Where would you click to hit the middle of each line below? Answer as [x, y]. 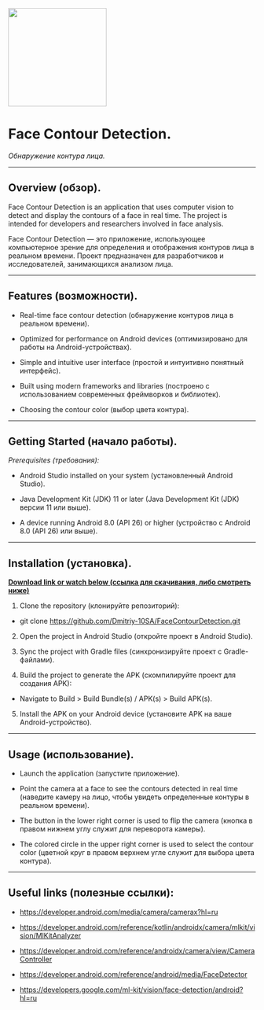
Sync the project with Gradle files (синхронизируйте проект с [121, 651]
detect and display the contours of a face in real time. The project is [118, 215]
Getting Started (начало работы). [93, 441]
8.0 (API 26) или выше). [59, 531]
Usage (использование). [71, 754]
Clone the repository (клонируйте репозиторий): [99, 606]
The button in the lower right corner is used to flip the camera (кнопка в [136, 820]
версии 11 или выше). [55, 507]
